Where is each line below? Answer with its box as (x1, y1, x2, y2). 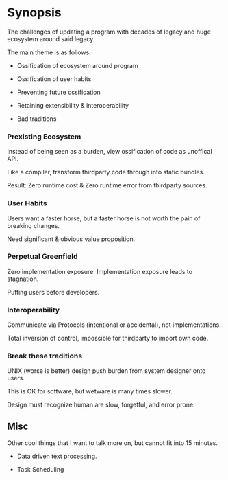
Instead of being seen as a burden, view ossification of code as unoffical (7, 148, 212, 156)
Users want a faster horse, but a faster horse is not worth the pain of (7, 214, 201, 222)
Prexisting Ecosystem (7, 132, 81, 141)
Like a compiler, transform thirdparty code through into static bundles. (7, 168, 205, 176)
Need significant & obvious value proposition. (7, 235, 136, 243)
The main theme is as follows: (7, 48, 91, 56)
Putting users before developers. (7, 288, 100, 296)
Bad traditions (16, 115, 57, 123)
